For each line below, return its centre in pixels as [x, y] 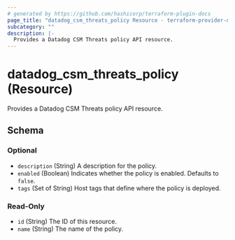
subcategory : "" [31, 27]
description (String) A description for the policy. [87, 166]
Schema [26, 130]
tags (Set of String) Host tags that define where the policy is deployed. [119, 188]
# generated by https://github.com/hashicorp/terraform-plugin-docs [109, 14]
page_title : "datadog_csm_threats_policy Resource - [86, 20]
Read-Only [26, 206]
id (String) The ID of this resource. [67, 222]
